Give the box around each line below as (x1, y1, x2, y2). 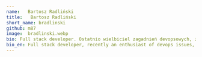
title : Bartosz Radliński (6, 14, 77, 20)
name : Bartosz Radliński (6, 8, 74, 15)
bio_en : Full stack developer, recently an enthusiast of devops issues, (6, 42, 195, 48)
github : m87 (6, 25, 36, 31)
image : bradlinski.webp (6, 31, 69, 37)
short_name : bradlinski (6, 20, 66, 26)
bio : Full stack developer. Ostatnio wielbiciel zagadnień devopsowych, (6, 36, 192, 42)
